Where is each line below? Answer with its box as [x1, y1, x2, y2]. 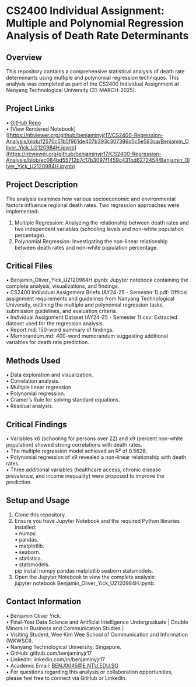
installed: [14, 523, 37, 530]
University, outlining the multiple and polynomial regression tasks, [6, 301, 164, 308]
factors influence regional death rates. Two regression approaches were [6, 201, 180, 209]
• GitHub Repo [6, 119, 41, 126]
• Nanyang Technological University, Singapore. [6, 643, 122, 650]
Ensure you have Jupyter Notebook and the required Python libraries [14, 517, 180, 524]
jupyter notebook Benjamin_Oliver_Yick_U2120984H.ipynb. [14, 579, 156, 587]
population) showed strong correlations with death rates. [6, 441, 143, 448]
